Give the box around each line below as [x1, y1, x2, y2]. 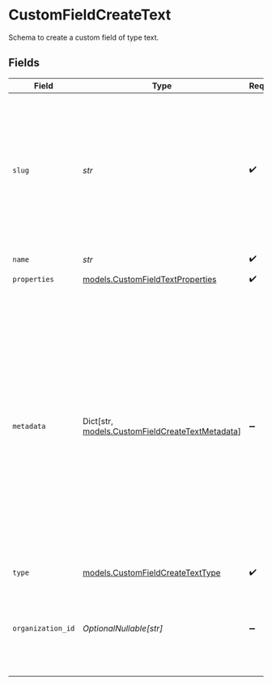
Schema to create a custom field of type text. [8, 32, 159, 42]
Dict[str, [82, 415, 113, 426]
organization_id [12, 623, 75, 633]
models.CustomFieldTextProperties [82, 274, 217, 285]
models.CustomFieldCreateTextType [82, 567, 221, 579]
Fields [8, 56, 40, 70]
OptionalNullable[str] [82, 623, 164, 634]
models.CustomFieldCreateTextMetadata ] [82, 426, 241, 437]
